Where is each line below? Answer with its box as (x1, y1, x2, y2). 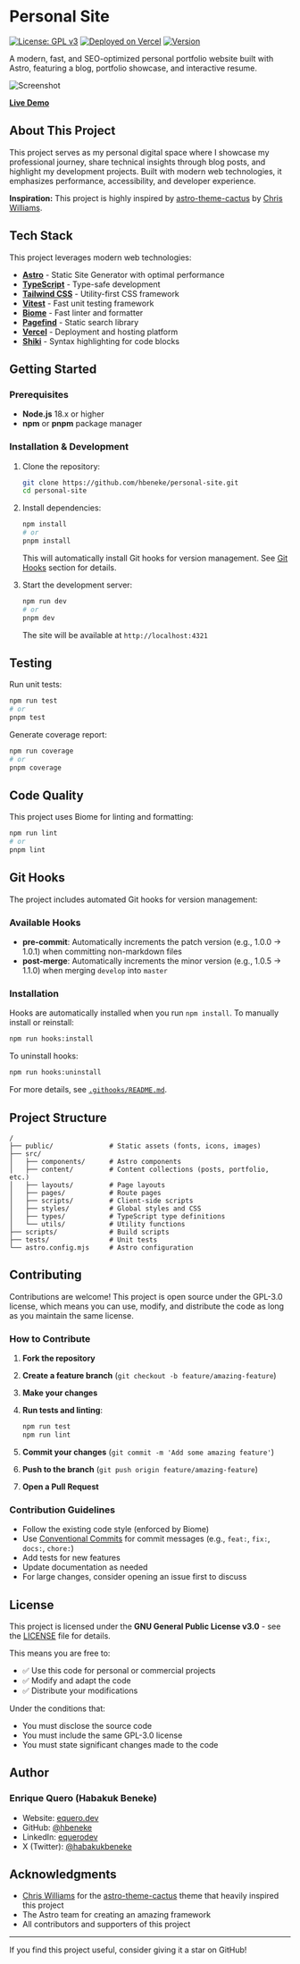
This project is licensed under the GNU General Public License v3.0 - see (9, 1621, 281, 1631)
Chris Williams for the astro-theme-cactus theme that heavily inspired (21, 1891, 279, 1901)
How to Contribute (9, 1332, 91, 1344)
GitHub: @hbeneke (21, 1822, 92, 1833)
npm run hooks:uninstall (9, 1068, 102, 1077)
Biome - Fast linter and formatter (21, 307, 144, 318)
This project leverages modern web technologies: (9, 252, 192, 263)
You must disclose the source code (21, 1720, 153, 1731)
